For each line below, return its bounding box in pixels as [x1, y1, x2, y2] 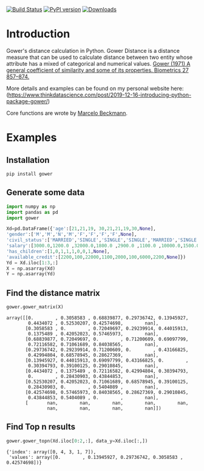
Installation [6, 155, 50, 165]
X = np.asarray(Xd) [6, 265, 56, 272]
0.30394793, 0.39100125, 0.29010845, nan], [28, 362, 159, 369]
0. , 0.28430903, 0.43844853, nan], [28, 373, 159, 379]
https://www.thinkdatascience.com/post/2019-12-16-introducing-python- [8, 91, 192, 98]
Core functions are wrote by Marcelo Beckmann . [6, 109, 128, 117]
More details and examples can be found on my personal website [6, 84, 170, 92]
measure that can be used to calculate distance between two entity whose [6, 53, 193, 61]
